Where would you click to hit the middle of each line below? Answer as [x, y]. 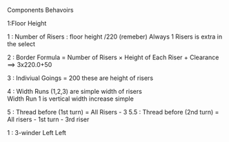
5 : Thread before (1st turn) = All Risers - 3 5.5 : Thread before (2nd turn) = [113, 112]
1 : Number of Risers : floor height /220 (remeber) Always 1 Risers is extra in [115, 37]
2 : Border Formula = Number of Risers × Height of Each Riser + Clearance [113, 57]
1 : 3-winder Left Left [37, 133]
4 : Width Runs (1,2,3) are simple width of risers [75, 91]
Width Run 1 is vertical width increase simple [71, 99]
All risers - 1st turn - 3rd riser [48, 119]
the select [21, 44]
